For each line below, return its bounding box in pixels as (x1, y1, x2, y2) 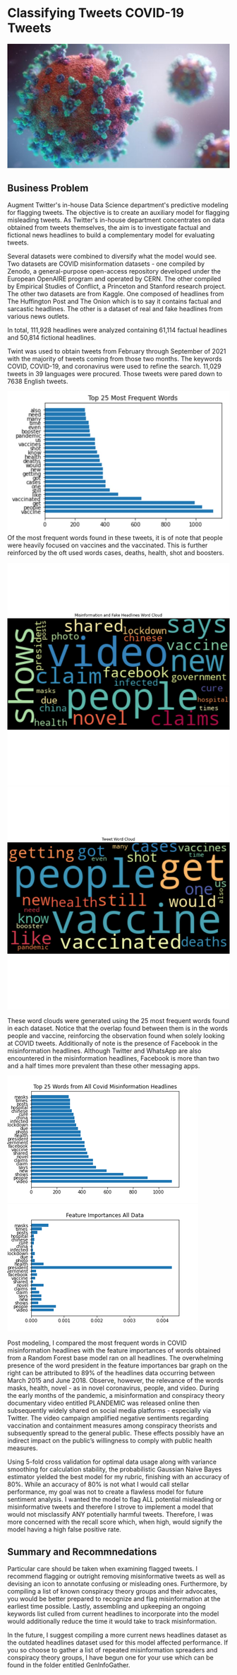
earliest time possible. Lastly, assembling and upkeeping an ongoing (7, 1602, 206, 1611)
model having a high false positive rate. (7, 1525, 121, 1534)
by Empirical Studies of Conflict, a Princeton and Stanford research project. (7, 282, 226, 291)
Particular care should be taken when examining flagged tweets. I (7, 1565, 198, 1573)
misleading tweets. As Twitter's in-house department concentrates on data (7, 216, 225, 224)
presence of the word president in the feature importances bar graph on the (7, 1361, 228, 1370)
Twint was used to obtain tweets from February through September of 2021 (7, 347, 226, 356)
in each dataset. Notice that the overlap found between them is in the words (7, 1024, 228, 1033)
